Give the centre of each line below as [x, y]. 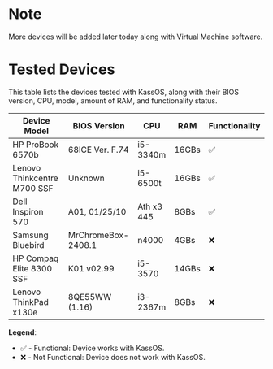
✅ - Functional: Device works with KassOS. [92, 348]
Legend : [23, 332]
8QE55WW [90, 297]
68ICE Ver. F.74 [98, 150]
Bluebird [28, 245]
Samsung [30, 235]
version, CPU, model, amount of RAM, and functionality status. [113, 100]
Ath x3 [150, 206]
